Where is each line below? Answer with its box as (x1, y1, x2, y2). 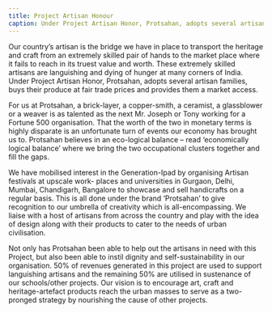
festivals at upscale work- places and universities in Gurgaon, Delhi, (8, 176, 235, 186)
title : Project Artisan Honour (8, 11, 114, 20)
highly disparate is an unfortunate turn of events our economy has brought (8, 126, 257, 136)
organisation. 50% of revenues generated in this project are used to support (8, 260, 262, 270)
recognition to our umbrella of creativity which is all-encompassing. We (8, 201, 247, 211)
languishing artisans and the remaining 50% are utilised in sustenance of (8, 269, 251, 279)
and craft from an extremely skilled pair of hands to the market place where (8, 50, 261, 60)
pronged (8, 294, 37, 304)
